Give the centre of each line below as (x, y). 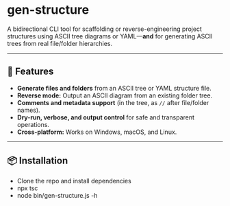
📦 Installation (38, 161)
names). (28, 110)
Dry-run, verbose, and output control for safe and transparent (106, 117)
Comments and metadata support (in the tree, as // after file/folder (113, 102)
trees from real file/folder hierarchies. (60, 43)
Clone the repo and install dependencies (74, 181)
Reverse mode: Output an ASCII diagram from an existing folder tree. (115, 95)
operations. (33, 124)
